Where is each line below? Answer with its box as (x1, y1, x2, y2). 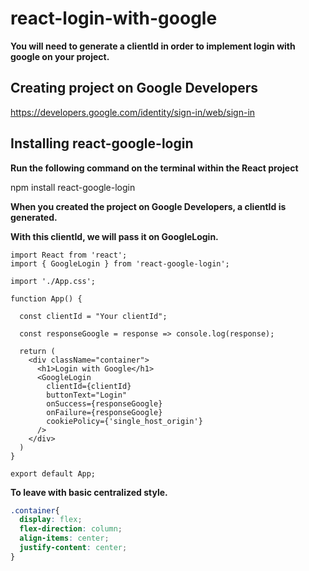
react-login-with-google (10, 7, 218, 30)
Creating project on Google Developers (10, 80, 259, 97)
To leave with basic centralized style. (10, 486, 168, 498)
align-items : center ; (19, 533, 110, 544)
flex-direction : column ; (19, 524, 123, 534)
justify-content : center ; (19, 543, 128, 553)
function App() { (10, 293, 83, 304)
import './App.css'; (10, 276, 97, 286)
